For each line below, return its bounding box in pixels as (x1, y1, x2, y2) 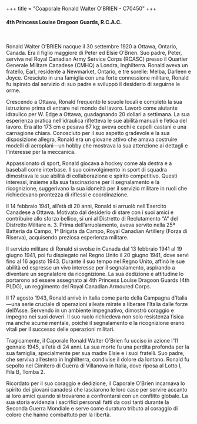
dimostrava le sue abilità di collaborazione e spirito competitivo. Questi (6, 172, 178, 179)
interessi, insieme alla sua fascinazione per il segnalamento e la (6, 179, 160, 186)
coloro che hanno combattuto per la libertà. (6, 411, 112, 418)
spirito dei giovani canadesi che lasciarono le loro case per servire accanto (6, 386, 188, 393)
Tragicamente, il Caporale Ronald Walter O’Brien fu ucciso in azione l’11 (6, 337, 178, 344)
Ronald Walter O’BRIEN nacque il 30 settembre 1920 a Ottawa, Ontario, (6, 43, 178, 50)
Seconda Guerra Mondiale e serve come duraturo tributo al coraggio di (6, 405, 178, 412)
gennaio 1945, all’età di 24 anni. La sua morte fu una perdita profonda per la (6, 343, 189, 350)
